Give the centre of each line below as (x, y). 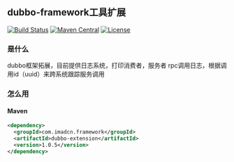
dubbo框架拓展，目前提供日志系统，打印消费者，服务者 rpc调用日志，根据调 (117, 65)
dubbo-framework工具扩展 (67, 13)
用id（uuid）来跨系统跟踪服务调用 (56, 74)
